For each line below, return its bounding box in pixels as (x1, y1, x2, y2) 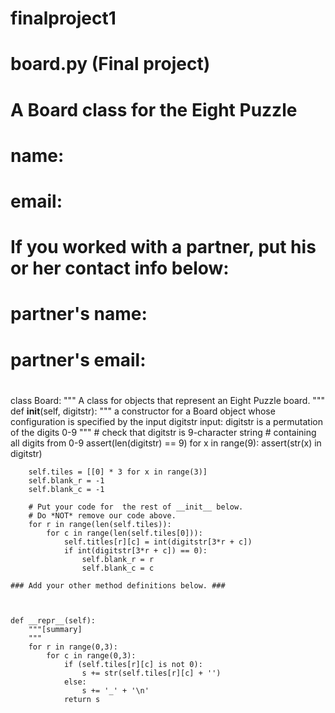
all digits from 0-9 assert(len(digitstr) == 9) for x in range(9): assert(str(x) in (10, 437, 322, 449)
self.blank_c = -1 (28, 484, 105, 494)
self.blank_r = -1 (28, 475, 105, 486)
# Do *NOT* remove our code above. (28, 510, 177, 521)
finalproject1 (10, 7, 117, 30)
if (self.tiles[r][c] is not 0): (63, 659, 203, 669)
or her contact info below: (10, 257, 230, 280)
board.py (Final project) (10, 53, 211, 76)
